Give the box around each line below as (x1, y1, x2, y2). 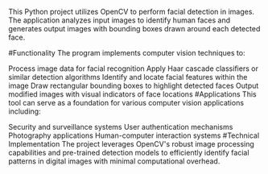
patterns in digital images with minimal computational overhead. (8, 156, 221, 166)
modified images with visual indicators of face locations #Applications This (8, 89, 257, 99)
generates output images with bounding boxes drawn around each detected (8, 24, 261, 33)
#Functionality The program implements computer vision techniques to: (8, 48, 245, 57)
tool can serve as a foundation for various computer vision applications (8, 98, 244, 107)
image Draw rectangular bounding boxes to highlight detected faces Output (8, 81, 259, 90)
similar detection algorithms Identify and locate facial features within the (8, 72, 248, 81)
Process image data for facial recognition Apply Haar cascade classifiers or (8, 64, 259, 73)
